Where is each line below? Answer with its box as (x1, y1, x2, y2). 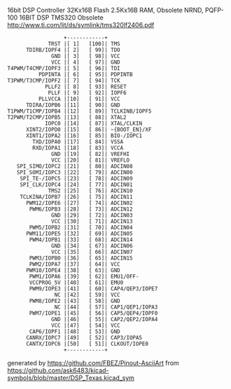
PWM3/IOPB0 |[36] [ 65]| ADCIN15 (29, 255, 133, 262)
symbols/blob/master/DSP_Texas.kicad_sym (7, 374, 135, 382)
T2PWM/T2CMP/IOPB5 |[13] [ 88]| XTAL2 (7, 114, 127, 121)
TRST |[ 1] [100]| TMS (48, 41, 120, 48)
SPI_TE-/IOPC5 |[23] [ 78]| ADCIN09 (20, 175, 133, 182)
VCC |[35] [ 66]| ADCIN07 (51, 248, 133, 255)
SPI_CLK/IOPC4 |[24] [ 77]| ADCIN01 (20, 181, 133, 188)
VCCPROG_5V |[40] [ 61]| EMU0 (29, 279, 124, 286)
